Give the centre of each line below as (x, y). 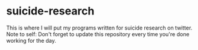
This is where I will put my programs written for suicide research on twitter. (99, 28)
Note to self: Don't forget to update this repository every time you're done (98, 34)
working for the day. (31, 40)
